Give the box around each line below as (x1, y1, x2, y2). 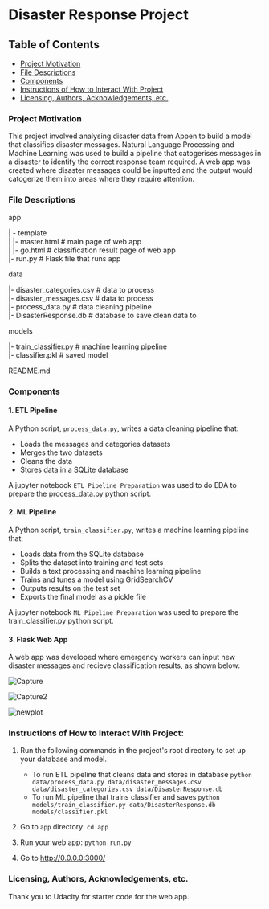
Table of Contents (8, 38, 100, 51)
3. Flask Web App (8, 634, 68, 644)
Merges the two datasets (19, 448, 103, 457)
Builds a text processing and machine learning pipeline (19, 566, 202, 575)
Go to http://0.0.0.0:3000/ (19, 854, 106, 863)
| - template (8, 227, 47, 238)
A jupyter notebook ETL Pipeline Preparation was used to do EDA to (8, 480, 237, 489)
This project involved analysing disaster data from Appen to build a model (8, 131, 252, 141)
